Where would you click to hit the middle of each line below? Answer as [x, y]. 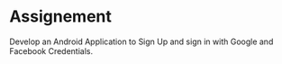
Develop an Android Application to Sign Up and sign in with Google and [141, 41]
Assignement [61, 17]
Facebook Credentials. [51, 50]
